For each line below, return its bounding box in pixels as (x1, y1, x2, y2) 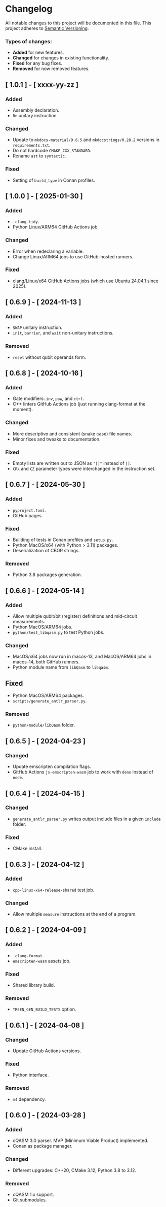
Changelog (5, 3, 53, 15)
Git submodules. (12, 1196, 47, 1203)
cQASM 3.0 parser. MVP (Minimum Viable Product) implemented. (12, 1137, 149, 1144)
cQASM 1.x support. (12, 1191, 54, 1197)
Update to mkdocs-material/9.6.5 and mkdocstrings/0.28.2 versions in (12, 137, 159, 143)
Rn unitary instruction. (12, 112, 58, 118)
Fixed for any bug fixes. (12, 60, 62, 66)
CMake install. (12, 846, 43, 852)
